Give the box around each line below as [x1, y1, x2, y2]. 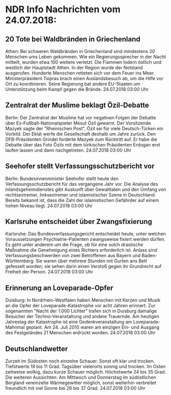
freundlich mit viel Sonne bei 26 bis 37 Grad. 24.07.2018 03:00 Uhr [5, 385, 145, 391]
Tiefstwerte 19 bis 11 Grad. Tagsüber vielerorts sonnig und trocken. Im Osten [5, 363, 166, 369]
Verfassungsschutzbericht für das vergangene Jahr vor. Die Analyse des [5, 181, 158, 187]
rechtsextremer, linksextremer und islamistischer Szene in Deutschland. [5, 191, 156, 197]
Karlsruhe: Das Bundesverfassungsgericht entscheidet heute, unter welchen [5, 231, 166, 237]
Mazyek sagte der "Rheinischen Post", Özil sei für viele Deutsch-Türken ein [5, 125, 163, 131]
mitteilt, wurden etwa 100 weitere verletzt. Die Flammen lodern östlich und [5, 59, 162, 65]
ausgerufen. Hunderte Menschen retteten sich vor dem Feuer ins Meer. [5, 70, 155, 76]
